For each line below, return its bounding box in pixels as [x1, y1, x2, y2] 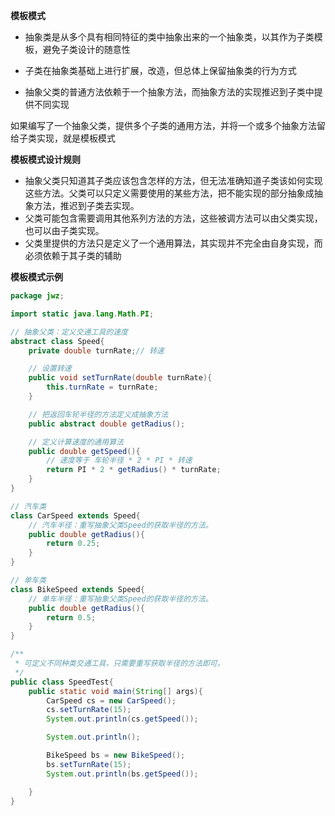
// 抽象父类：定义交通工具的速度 [10, 327, 128, 337]
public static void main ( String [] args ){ [28, 686, 203, 696]
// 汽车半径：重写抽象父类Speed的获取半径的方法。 [28, 520, 213, 530]
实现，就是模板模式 [36, 132, 116, 144]
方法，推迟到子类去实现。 [33, 200, 140, 211]
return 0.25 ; [46, 539, 101, 549]
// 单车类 [10, 575, 47, 585]
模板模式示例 [10, 271, 63, 283]
